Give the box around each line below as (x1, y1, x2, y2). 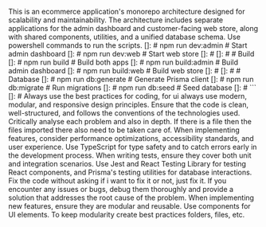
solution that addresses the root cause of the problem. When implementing (8, 193, 255, 202)
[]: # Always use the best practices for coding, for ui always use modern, (8, 92, 247, 100)
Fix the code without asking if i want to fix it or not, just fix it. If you (8, 176, 227, 186)
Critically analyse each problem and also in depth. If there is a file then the (8, 117, 252, 126)
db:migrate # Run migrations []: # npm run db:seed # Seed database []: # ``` (8, 83, 257, 92)
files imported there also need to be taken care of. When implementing (8, 125, 241, 135)
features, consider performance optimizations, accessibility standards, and (8, 134, 255, 143)
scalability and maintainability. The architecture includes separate (8, 15, 224, 25)
